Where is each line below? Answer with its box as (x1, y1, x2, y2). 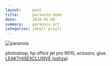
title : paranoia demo (5, 12, 62, 17)
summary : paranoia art (5, 21, 60, 27)
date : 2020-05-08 (5, 17, 55, 22)
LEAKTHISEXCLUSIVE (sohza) (5, 55, 68, 61)
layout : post (5, 7, 42, 13)
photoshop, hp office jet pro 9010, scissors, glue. (5, 50, 107, 56)
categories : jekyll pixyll (5, 26, 62, 31)
